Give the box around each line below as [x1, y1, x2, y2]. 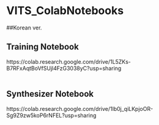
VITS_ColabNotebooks [6, 4, 124, 18]
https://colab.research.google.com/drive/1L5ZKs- [6, 58, 131, 65]
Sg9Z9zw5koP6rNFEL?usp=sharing [6, 112, 97, 119]
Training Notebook [6, 42, 79, 52]
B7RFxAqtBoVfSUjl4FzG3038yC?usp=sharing [6, 64, 122, 72]
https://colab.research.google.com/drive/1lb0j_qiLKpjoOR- [6, 105, 153, 112]
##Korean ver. [6, 24, 42, 31]
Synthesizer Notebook [6, 89, 94, 99]
